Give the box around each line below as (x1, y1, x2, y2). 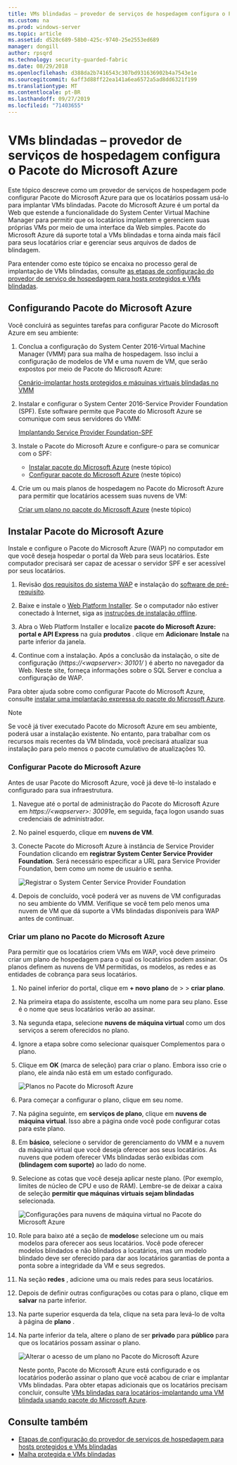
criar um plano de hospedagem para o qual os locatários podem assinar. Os (8, 955, 228, 964)
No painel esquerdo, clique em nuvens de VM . (18, 828, 154, 836)
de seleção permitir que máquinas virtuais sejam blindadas (18, 1189, 194, 1198)
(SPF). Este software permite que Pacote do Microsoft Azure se (18, 407, 203, 415)
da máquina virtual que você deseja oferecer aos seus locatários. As (18, 1146, 217, 1154)
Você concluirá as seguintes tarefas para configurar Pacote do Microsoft (8, 321, 219, 329)
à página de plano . (18, 1318, 75, 1326)
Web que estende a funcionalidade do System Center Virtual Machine (8, 208, 210, 216)
